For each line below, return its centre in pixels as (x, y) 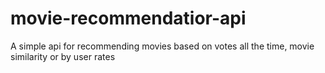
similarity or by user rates (63, 56)
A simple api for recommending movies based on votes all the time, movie (162, 46)
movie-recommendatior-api (128, 18)
